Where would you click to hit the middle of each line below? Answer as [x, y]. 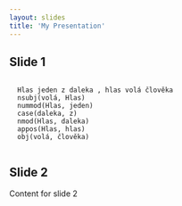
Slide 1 [28, 62]
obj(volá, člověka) [54, 137]
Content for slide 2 [44, 194]
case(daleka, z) [47, 114]
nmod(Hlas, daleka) [54, 121]
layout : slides [37, 17]
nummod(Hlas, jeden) [55, 106]
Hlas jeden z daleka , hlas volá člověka [95, 90]
